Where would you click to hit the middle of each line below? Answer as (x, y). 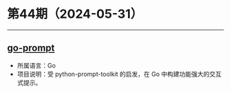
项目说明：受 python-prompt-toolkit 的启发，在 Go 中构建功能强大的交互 (119, 74)
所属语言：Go (36, 65)
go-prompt (31, 48)
